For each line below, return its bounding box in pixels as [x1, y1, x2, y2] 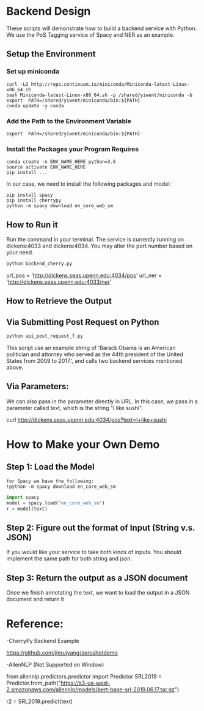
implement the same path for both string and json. [6, 555, 133, 562]
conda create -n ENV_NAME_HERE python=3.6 [6, 159, 116, 165]
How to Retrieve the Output [6, 296, 112, 306]
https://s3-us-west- [60, 679, 111, 686]
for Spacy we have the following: [6, 478, 95, 484]
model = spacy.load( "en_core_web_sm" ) [6, 500, 105, 506]
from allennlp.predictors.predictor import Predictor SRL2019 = [6, 672, 162, 680]
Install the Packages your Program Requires [6, 145, 139, 153]
